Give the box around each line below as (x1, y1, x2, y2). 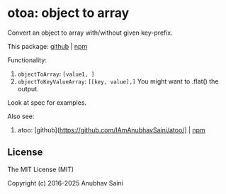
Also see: (7, 112, 35, 120)
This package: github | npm (7, 42, 88, 50)
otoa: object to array (7, 5, 130, 21)
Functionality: (7, 55, 47, 64)
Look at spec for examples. (7, 98, 87, 107)
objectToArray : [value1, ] (17, 69, 95, 78)
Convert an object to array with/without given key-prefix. (7, 28, 174, 37)
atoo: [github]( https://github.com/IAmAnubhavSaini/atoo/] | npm (17, 125, 205, 134)
